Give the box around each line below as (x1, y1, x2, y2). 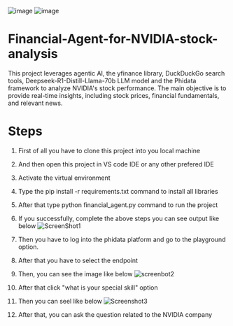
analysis (8, 46, 58, 62)
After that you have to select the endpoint (17, 256, 139, 264)
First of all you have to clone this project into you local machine (17, 146, 201, 155)
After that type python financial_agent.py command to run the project (17, 200, 218, 209)
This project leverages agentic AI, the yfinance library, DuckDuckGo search (8, 69, 225, 77)
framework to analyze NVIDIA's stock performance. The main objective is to (8, 84, 227, 92)
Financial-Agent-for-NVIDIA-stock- (8, 31, 218, 47)
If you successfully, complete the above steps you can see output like (17, 214, 220, 222)
